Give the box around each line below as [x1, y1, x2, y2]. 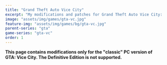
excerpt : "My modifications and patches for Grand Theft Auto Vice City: [5, 12, 163, 17]
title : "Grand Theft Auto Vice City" [5, 7, 84, 12]
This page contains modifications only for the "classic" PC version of [5, 48, 153, 55]
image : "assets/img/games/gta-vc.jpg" [5, 16, 86, 21]
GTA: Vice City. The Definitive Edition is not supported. [5, 54, 122, 60]
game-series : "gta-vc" [5, 30, 53, 35]
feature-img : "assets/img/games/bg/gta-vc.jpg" [5, 21, 107, 26]
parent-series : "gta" [5, 26, 51, 31]
